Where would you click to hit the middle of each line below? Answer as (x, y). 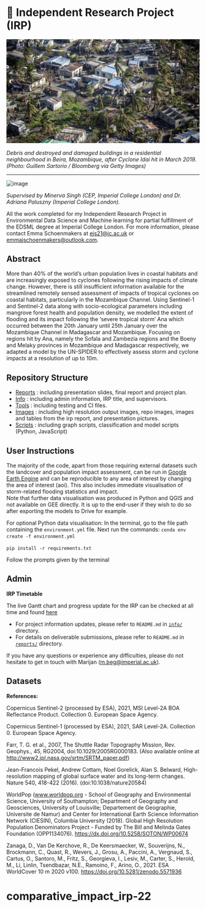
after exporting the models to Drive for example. (67, 511)
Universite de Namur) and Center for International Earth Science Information (102, 814)
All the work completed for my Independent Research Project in (86, 213)
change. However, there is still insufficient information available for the (95, 287)
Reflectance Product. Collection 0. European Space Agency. (82, 714)
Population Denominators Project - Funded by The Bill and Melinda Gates (99, 827)
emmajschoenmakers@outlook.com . (53, 240)
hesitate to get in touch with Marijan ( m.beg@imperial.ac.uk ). (83, 662)
